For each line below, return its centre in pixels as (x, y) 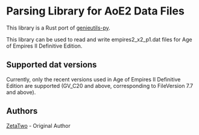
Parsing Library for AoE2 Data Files (96, 11)
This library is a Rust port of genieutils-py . (58, 28)
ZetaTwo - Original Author (38, 125)
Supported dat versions (52, 65)
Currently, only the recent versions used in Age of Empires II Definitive (93, 79)
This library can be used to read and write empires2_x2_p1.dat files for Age (99, 39)
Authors (22, 111)
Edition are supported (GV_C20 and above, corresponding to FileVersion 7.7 (100, 86)
